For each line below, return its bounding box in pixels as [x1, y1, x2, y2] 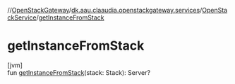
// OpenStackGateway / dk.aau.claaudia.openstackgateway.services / [7, 6, 203, 14]
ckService [7, 13, 37, 22]
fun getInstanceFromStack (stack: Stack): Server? [7, 68, 150, 76]
